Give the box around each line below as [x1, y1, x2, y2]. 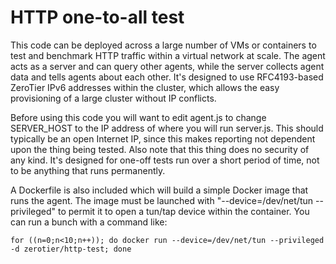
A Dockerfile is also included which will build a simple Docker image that [10, 184, 309, 196]
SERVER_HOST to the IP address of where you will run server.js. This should [10, 122, 324, 134]
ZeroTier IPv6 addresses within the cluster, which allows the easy [10, 81, 280, 93]
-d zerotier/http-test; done [10, 244, 132, 254]
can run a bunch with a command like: [10, 216, 168, 228]
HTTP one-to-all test [10, 6, 185, 29]
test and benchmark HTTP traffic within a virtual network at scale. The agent [10, 49, 326, 61]
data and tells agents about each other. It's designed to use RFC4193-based [10, 71, 324, 83]
